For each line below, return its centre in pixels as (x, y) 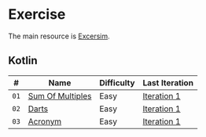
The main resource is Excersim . (59, 36)
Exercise (37, 14)
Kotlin (23, 61)
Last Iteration (168, 82)
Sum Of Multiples (60, 96)
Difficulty (117, 82)
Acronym (45, 121)
